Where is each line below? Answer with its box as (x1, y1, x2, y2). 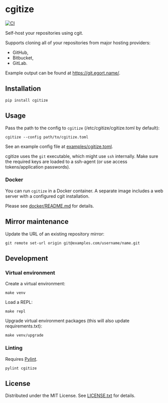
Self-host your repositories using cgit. (5, 30, 84, 36)
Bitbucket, (12, 54, 34, 61)
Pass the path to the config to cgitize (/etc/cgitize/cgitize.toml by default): (5, 125, 160, 131)
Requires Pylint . (5, 356, 38, 362)
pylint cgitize (5, 366, 37, 371)
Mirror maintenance (5, 217, 69, 226)
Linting (5, 345, 23, 352)
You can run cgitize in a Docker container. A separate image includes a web (5, 188, 163, 194)
